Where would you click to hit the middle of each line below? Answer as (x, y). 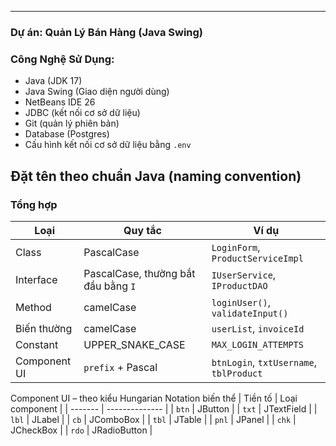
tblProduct (237, 373)
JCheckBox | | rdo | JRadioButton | (81, 430)
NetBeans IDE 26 (60, 102)
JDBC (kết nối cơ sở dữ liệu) (82, 113)
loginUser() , (241, 302)
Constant (37, 344)
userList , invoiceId (258, 328)
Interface (36, 279)
